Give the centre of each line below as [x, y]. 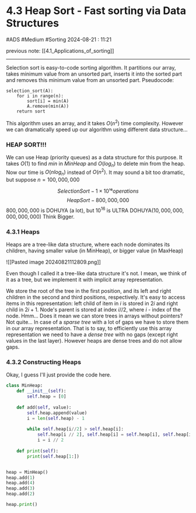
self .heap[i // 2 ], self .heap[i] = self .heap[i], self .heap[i [114, 435]
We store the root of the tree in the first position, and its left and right [89, 291]
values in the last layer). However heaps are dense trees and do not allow [94, 341]
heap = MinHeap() [27, 472]
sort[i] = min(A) [48, 101]
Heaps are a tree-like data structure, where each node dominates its [88, 245]
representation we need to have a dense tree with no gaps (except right [92, 334]
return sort [31, 111]
